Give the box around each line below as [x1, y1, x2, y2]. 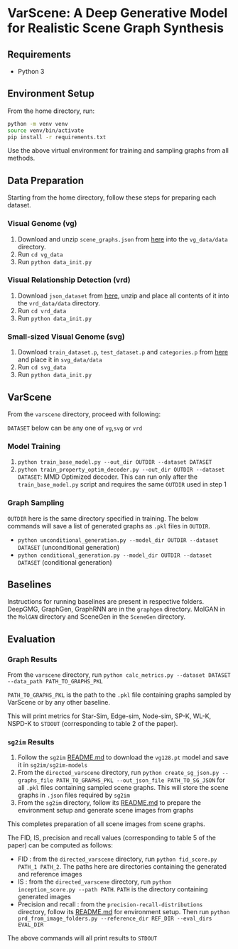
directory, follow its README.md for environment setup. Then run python [17, 908, 230, 916]
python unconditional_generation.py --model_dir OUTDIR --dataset [17, 536, 219, 544]
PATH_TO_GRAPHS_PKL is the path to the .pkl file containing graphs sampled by [7, 690, 232, 699]
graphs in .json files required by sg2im [17, 791, 130, 800]
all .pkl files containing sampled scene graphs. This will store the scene [17, 783, 229, 792]
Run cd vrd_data [17, 306, 67, 315]
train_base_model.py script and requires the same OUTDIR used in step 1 [17, 480, 227, 489]
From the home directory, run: [7, 107, 95, 115]
